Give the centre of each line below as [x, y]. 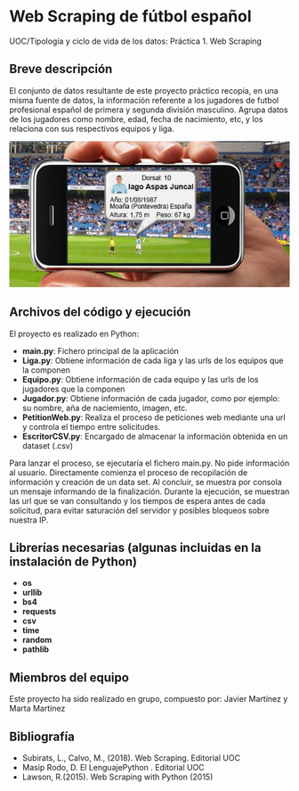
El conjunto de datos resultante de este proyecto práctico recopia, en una [144, 90]
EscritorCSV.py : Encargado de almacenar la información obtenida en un [155, 436]
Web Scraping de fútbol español [130, 16]
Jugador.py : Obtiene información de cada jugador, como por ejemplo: [151, 398]
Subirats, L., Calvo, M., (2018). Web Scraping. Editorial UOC [131, 758]
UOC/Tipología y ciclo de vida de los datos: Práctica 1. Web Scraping [136, 41]
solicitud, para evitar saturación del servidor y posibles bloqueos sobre [139, 510]
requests [39, 612]
